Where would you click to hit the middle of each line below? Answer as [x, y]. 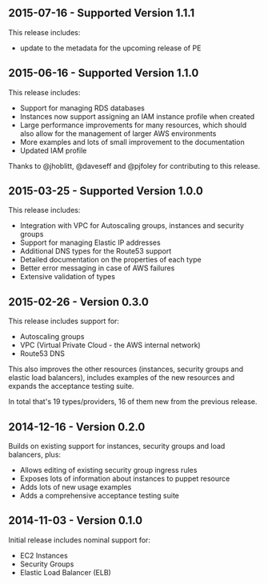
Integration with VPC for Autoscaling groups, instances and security [132, 226]
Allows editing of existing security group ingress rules [108, 470]
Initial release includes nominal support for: [79, 540]
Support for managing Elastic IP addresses [90, 242]
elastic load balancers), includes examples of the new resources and [121, 378]
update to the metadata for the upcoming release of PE [110, 48]
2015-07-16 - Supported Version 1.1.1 [102, 13]
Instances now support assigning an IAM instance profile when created [137, 116]
